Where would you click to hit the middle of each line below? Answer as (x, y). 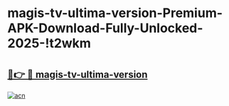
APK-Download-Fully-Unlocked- (105, 28)
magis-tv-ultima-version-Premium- (115, 13)
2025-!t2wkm (49, 43)
